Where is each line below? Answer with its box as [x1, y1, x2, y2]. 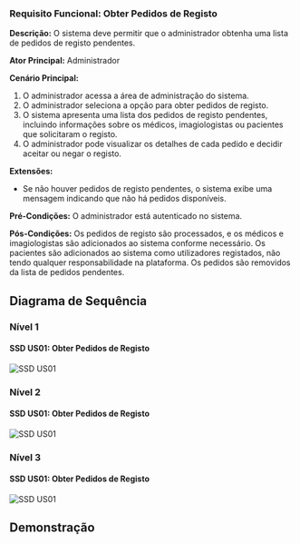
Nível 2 [9, 385, 41, 398]
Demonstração [9, 520, 95, 536]
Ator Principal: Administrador [9, 55, 121, 66]
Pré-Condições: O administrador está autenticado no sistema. [9, 211, 243, 222]
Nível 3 [9, 450, 42, 463]
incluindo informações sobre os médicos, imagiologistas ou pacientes [22, 119, 284, 130]
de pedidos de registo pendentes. [9, 37, 136, 48]
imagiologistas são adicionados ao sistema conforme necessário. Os [9, 238, 266, 249]
